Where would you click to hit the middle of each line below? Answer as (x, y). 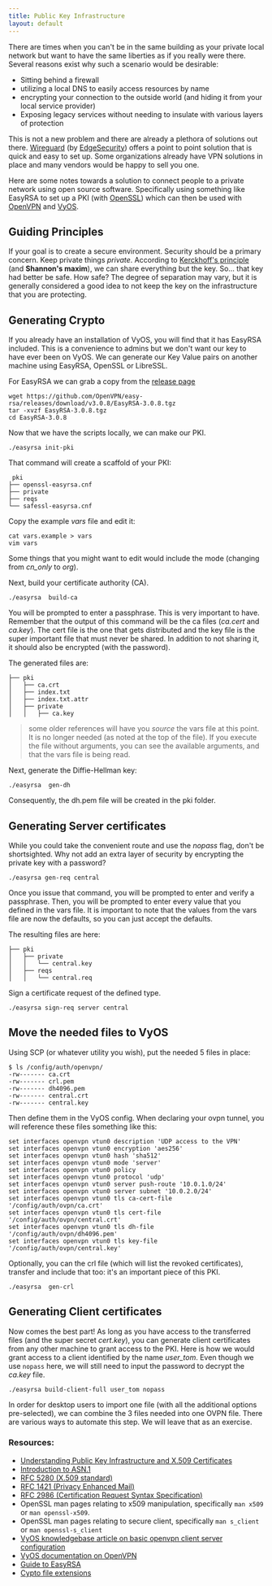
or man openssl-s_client (61, 1529)
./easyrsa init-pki (41, 448)
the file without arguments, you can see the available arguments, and (144, 746)
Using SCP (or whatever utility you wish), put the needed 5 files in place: (130, 1052)
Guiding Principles (56, 231)
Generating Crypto (57, 320)
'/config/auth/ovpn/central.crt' (65, 1220)
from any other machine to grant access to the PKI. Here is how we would (132, 1349)
